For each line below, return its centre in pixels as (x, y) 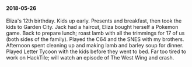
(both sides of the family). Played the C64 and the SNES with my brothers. (95, 39)
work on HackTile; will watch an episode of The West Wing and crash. (90, 58)
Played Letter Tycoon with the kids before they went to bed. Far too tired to (96, 51)
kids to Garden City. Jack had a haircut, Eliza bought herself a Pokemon (92, 27)
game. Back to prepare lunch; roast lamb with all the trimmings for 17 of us (95, 33)
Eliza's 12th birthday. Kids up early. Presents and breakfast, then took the (94, 21)
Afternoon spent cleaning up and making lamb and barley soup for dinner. (95, 46)
